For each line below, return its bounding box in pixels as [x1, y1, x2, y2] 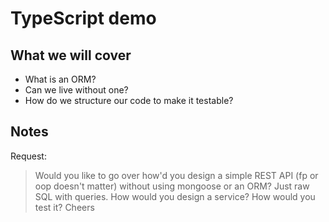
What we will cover [10, 47, 132, 64]
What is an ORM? [24, 73, 97, 85]
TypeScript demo [10, 7, 157, 30]
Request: [10, 150, 47, 162]
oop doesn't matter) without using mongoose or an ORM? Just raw [34, 180, 310, 192]
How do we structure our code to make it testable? [24, 95, 234, 106]
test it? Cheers [34, 201, 95, 213]
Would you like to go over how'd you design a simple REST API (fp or [34, 169, 319, 181]
